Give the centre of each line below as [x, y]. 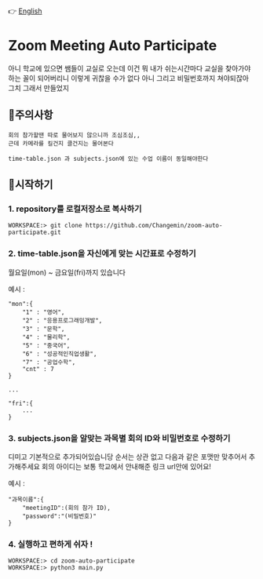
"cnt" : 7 [38, 369]
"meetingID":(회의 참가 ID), [67, 508]
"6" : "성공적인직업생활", [60, 354]
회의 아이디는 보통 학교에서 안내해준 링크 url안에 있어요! [127, 467]
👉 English [25, 11]
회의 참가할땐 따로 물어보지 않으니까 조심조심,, [74, 135]
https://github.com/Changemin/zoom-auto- [154, 226]
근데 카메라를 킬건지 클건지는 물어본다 [61, 144]
